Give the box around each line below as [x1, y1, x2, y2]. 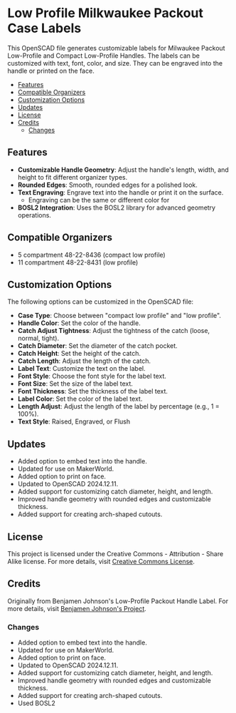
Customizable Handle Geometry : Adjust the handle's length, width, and [17, 165, 229, 174]
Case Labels [7, 20, 82, 36]
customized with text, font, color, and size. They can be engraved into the [7, 58, 222, 67]
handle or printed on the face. [7, 66, 95, 75]
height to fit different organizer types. [17, 173, 128, 181]
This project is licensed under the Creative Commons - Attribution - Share [7, 550, 224, 558]
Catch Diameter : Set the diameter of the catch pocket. [17, 342, 178, 350]
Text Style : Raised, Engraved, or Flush [17, 417, 131, 426]
